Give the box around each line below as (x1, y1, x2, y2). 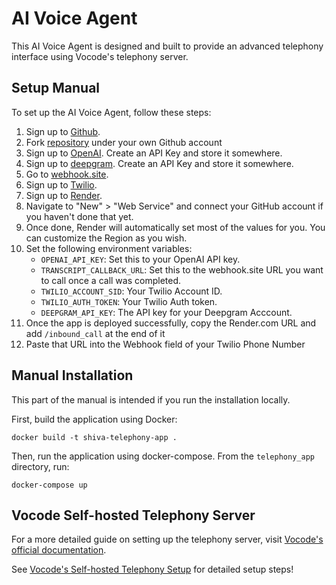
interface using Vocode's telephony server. (11, 50, 189, 62)
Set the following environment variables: (25, 242, 193, 254)
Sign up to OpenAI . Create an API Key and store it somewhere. (25, 147, 283, 159)
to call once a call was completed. (40, 274, 181, 286)
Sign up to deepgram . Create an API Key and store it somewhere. (25, 157, 294, 169)
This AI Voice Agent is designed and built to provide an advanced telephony (11, 40, 324, 52)
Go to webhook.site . (25, 168, 109, 180)
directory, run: (11, 460, 70, 472)
